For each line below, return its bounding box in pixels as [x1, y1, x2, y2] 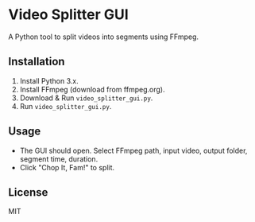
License [8, 185, 48, 199]
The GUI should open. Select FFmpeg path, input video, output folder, [19, 146, 248, 155]
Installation [8, 55, 65, 68]
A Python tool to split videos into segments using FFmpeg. [8, 32, 199, 41]
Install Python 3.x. [19, 76, 79, 85]
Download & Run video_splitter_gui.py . [19, 93, 153, 103]
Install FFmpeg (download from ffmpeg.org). [19, 84, 165, 94]
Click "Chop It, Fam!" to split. [19, 162, 115, 172]
